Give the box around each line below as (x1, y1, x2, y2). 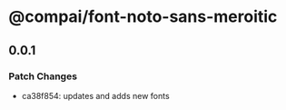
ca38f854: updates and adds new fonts (21, 90, 170, 101)
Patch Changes (8, 70, 78, 83)
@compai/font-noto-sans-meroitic (8, 6, 278, 27)
